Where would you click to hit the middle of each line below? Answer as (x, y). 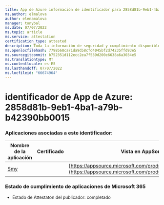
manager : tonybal (23, 23)
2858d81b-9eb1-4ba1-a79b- (64, 107)
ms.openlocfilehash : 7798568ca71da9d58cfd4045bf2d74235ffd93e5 (71, 50)
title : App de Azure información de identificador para (63, 9)
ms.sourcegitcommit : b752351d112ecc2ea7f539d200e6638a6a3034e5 (71, 55)
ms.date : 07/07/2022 (26, 28)
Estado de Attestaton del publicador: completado (61, 197)
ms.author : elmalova (26, 14)
